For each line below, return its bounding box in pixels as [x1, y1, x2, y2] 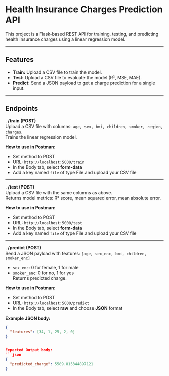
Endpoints [5, 104, 38, 113]
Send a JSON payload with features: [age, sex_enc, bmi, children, [5, 250, 147, 256]
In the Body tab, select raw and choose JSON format [12, 305, 123, 311]
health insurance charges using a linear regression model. [5, 36, 126, 42]
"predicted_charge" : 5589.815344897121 [10, 361, 94, 366]
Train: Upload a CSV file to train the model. [12, 69, 102, 75]
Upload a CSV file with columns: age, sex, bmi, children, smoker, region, [5, 123, 163, 129]
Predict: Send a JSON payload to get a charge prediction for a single [12, 80, 156, 86]
